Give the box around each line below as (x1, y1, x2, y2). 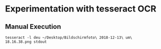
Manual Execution (5, 23, 61, 31)
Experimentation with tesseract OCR (5, 3, 157, 14)
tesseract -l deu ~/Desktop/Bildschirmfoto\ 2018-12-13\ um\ (5, 35, 133, 40)
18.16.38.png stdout (5, 39, 47, 44)
